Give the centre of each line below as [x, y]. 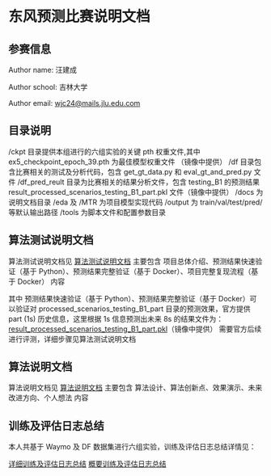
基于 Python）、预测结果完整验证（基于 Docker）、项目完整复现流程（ [137, 271]
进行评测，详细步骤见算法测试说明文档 [72, 339]
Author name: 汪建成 [42, 70]
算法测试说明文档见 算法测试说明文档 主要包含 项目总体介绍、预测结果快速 [132, 261]
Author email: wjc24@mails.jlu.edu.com [74, 103]
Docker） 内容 [41, 281]
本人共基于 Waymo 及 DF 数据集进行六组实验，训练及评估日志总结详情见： [132, 447]
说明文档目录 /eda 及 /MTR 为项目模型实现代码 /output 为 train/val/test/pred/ [135, 202]
